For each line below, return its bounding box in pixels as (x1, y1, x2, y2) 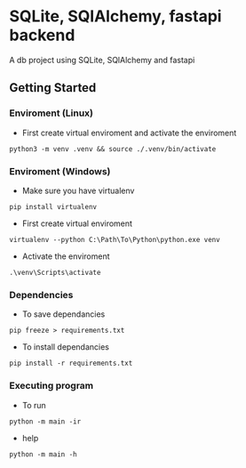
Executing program (9, 380, 94, 392)
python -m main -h (9, 449, 77, 459)
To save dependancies (21, 309, 106, 319)
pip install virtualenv (9, 202, 98, 211)
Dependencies (9, 288, 74, 301)
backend (9, 25, 75, 45)
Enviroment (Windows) (9, 165, 111, 177)
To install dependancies (21, 342, 109, 352)
